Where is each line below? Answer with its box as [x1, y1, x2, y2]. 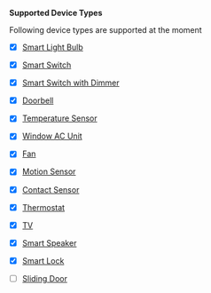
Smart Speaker [21, 237, 77, 248]
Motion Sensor [21, 166, 76, 177]
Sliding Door [21, 273, 68, 283]
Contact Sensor [21, 184, 80, 194]
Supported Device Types [9, 8, 103, 18]
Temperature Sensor [21, 113, 98, 123]
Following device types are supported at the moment [9, 25, 202, 35]
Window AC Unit [21, 131, 82, 141]
